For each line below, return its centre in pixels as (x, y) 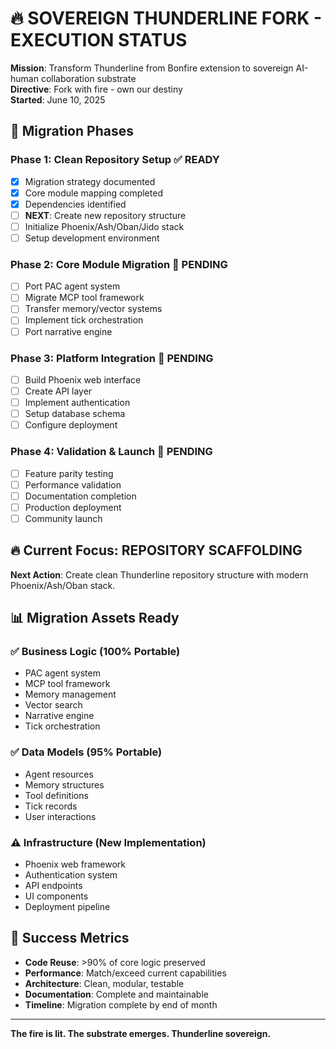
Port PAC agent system (72, 286)
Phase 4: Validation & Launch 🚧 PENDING (111, 452)
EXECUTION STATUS (99, 40)
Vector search (53, 705)
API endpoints (53, 885)
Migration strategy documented (90, 181)
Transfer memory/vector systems (93, 309)
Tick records (51, 806)
